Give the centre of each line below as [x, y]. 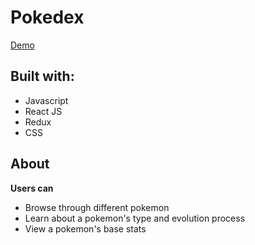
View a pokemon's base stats [85, 228]
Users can [32, 188]
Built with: [42, 76]
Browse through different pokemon [97, 207]
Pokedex [47, 17]
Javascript [46, 100]
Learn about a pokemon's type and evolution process [135, 218]
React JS [43, 111]
